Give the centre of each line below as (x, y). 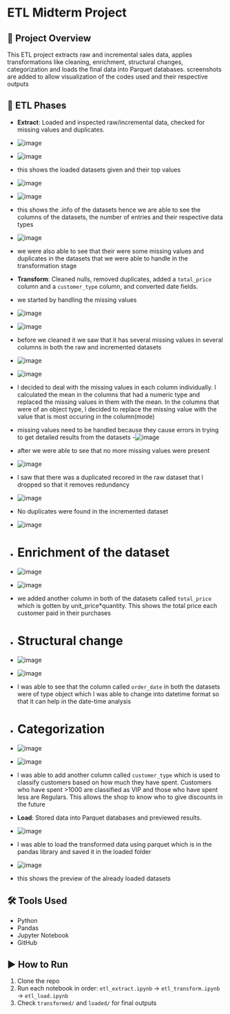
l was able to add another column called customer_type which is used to (118, 775)
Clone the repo (38, 981)
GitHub (27, 943)
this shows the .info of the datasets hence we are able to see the (109, 210)
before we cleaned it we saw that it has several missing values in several (120, 340)
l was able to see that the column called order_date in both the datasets (118, 687)
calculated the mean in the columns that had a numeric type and (108, 394)
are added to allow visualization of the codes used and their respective (107, 77)
